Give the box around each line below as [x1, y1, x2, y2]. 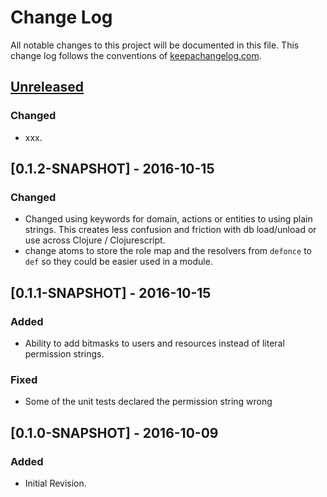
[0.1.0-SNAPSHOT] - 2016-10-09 [10, 424, 219, 441]
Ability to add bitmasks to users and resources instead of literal [24, 337, 285, 349]
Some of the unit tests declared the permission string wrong [24, 396, 273, 408]
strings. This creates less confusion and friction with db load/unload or [24, 224, 317, 236]
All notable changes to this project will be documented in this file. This [10, 39, 300, 51]
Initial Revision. [24, 477, 87, 489]
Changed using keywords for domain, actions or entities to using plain [24, 213, 313, 225]
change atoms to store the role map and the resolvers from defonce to [24, 245, 312, 257]
